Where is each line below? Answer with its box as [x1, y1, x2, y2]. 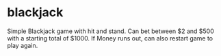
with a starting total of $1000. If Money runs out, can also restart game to [7, 34, 213, 42]
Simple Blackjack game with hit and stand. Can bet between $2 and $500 [7, 27, 214, 35]
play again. [7, 41, 38, 49]
